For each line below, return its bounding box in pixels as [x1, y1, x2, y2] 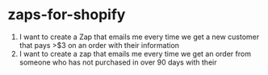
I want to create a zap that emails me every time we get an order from [19, 49, 252, 58]
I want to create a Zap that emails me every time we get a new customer [19, 32, 260, 41]
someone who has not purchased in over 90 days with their [19, 57, 217, 67]
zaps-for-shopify [7, 6, 126, 24]
